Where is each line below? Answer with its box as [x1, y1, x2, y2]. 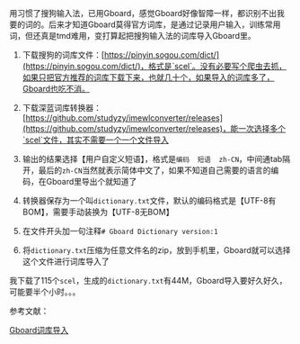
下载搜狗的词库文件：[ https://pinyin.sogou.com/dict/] [22, 50, 220, 60]
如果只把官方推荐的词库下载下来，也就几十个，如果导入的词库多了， [22, 72, 275, 83]
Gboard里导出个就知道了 [46, 177, 137, 186]
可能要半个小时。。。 [9, 286, 81, 297]
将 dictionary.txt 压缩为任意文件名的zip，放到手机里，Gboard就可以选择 [22, 245, 291, 255]
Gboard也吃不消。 [22, 84, 90, 94]
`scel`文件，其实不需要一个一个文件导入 [22, 134, 169, 145]
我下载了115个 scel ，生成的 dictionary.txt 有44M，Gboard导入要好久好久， [9, 276, 287, 285]
